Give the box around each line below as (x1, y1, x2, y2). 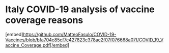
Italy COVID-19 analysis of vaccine (5, 4, 155, 15)
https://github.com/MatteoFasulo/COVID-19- (22, 31, 117, 37)
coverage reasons (5, 14, 83, 26)
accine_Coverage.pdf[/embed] (5, 42, 70, 48)
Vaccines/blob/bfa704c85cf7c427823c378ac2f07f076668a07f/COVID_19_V (5, 37, 164, 43)
